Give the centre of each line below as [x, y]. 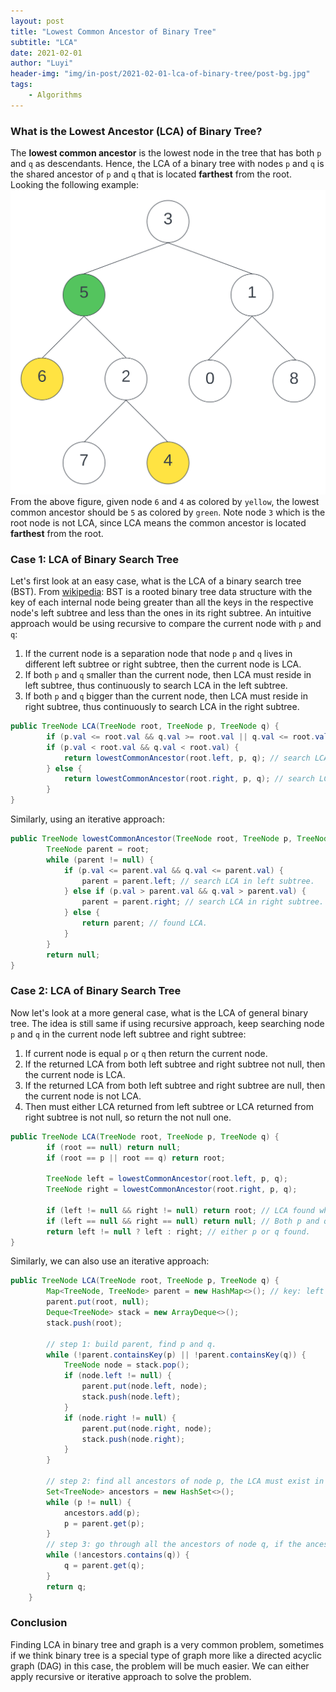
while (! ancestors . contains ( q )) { [118, 1555]
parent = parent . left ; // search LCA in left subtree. [198, 881]
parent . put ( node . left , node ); [144, 1386]
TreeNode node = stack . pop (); [126, 1365]
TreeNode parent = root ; [98, 849]
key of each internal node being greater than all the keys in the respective [162, 602]
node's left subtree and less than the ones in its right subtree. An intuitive [161, 613]
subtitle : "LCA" [44, 42]
